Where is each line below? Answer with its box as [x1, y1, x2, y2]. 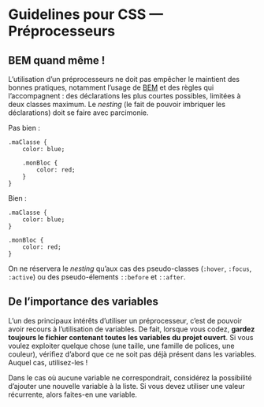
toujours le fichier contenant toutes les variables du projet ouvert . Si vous [8, 332, 254, 342]
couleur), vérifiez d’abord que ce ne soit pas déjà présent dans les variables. [8, 349, 257, 359]
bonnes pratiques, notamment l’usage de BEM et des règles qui [8, 83, 214, 92]
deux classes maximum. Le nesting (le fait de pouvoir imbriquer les [8, 100, 226, 109]
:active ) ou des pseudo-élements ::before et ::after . [8, 272, 186, 281]
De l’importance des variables [8, 295, 159, 309]
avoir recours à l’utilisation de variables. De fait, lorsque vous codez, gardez [8, 324, 255, 334]
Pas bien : [8, 124, 41, 132]
